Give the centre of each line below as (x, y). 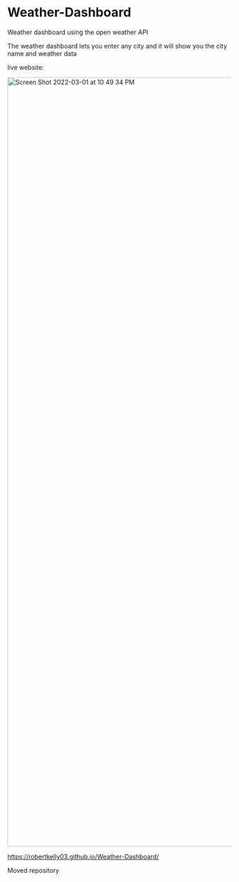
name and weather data (42, 53)
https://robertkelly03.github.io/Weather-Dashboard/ (83, 856)
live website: (26, 67)
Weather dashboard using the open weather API (78, 32)
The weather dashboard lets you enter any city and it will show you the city (117, 46)
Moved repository (33, 870)
